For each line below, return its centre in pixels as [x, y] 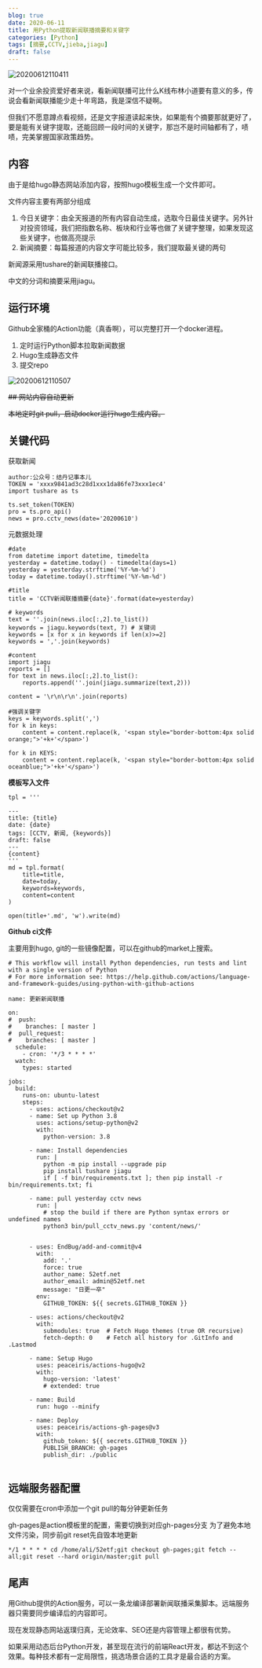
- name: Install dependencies [78, 1151]
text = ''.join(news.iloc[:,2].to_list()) [78, 620]
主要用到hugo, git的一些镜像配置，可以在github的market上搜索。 [113, 948]
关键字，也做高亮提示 [61, 238]
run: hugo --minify [68, 1407]
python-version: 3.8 [76, 1137]
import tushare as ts [44, 491]
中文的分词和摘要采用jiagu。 [54, 281]
